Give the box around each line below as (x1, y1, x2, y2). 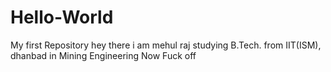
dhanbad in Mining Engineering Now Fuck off (10, 49, 197, 61)
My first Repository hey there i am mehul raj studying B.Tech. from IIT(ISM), (10, 39, 322, 51)
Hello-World (10, 6, 114, 29)
